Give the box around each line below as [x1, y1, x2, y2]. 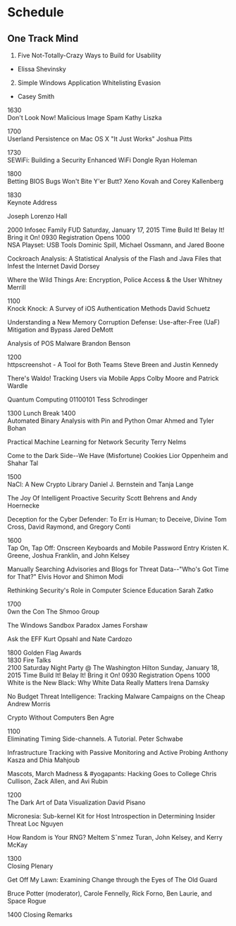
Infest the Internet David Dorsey [7, 262, 100, 270]
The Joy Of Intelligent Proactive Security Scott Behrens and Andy [7, 494, 197, 502]
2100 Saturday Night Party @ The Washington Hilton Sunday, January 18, [7, 664, 220, 672]
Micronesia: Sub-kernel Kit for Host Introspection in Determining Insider [7, 812, 216, 820]
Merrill [7, 283, 26, 291]
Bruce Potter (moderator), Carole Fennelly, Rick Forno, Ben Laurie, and [7, 889, 213, 898]
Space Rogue [7, 897, 46, 905]
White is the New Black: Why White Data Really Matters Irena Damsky [7, 679, 209, 686]
